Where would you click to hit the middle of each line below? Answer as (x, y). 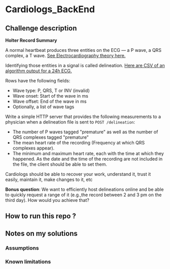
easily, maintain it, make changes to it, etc (49, 180)
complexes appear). (33, 148)
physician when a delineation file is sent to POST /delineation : (70, 122)
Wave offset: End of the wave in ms (49, 101)
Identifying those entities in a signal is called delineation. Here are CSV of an (85, 65)
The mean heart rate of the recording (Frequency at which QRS (79, 143)
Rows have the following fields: (38, 81)
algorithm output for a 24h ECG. (39, 71)
